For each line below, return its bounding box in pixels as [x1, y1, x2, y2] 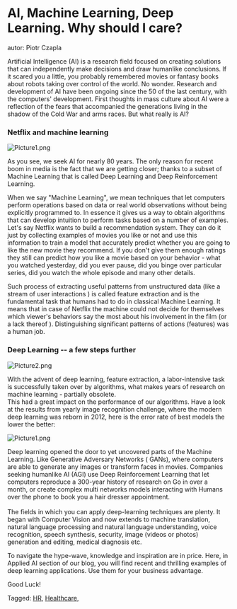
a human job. [7, 327, 46, 336]
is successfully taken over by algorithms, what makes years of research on [7, 382, 226, 390]
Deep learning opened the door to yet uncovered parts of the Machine [7, 447, 212, 456]
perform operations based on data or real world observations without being [7, 201, 228, 209]
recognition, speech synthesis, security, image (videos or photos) [7, 530, 199, 538]
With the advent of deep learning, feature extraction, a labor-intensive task [7, 375, 225, 383]
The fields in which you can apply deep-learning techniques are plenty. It [7, 507, 221, 516]
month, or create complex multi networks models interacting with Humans [7, 485, 223, 493]
